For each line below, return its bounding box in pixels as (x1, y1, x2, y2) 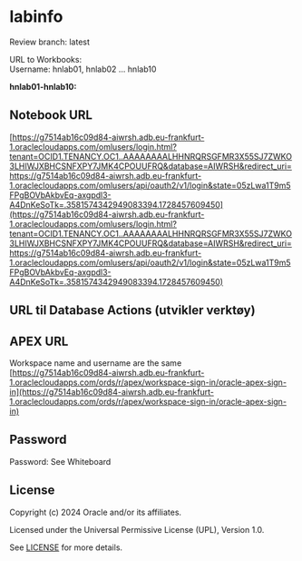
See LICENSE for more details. (9, 542, 123, 553)
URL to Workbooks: (9, 54, 83, 64)
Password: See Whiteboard (9, 456, 112, 467)
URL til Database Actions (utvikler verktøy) (9, 302, 256, 319)
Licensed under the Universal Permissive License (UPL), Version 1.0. (9, 524, 265, 535)
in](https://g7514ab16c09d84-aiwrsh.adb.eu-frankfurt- (9, 386, 215, 397)
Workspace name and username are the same (9, 357, 182, 369)
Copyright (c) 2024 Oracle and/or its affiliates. (9, 507, 182, 517)
